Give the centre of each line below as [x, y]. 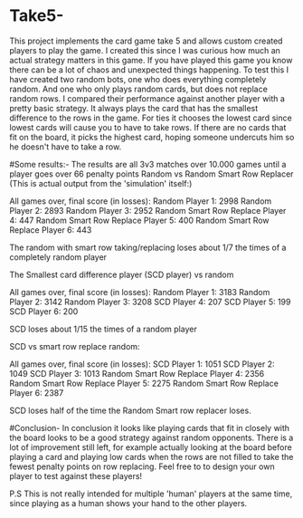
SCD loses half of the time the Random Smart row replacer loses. [130, 410]
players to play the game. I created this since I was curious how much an [145, 50]
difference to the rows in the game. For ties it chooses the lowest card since [151, 118]
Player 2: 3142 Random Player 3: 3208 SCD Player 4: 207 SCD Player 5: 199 [150, 302]
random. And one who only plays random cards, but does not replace [139, 89]
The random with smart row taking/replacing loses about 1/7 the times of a [148, 247]
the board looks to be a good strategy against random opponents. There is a [151, 437]
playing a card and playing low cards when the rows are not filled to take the [151, 456]
